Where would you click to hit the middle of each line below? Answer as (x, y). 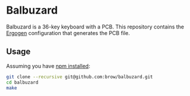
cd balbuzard (22, 82)
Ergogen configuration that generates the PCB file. (68, 33)
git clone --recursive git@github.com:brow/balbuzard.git (80, 77)
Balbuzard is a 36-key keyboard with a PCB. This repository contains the (95, 27)
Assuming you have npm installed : (48, 66)
